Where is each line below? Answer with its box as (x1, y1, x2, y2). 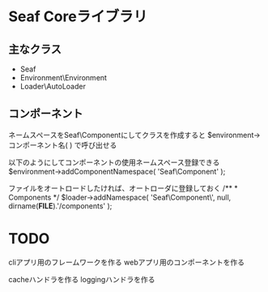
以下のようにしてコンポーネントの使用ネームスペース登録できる (8, 157, 220, 167)
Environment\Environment (19, 73, 108, 82)
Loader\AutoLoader (19, 82, 87, 91)
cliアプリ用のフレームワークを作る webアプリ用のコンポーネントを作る (8, 257, 245, 267)
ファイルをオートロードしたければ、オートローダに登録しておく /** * (8, 183, 239, 193)
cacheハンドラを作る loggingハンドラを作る (8, 274, 155, 284)
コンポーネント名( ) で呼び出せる (8, 140, 117, 150)
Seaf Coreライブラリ (8, 7, 148, 26)
